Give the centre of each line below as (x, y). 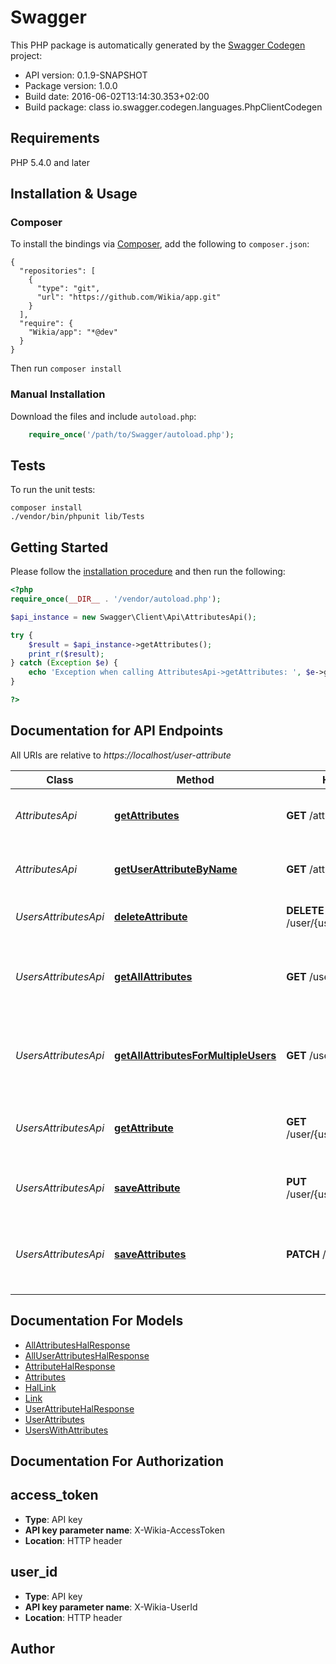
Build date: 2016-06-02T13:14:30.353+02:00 (117, 96)
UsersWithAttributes (66, 1430)
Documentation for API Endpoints (117, 731)
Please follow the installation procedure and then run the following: (148, 572)
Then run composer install (66, 368)
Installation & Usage (74, 194)
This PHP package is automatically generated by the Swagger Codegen (158, 45)
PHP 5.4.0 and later (50, 162)
